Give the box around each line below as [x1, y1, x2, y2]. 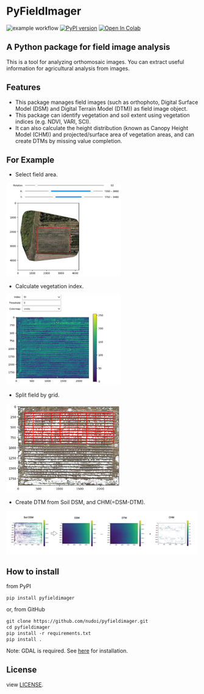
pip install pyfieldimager [6, 595, 75, 601]
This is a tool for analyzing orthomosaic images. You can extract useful [6, 58, 185, 65]
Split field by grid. [15, 391, 60, 398]
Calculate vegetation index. [15, 283, 84, 290]
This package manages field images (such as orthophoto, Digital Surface [15, 99, 199, 106]
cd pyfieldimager [6, 624, 51, 630]
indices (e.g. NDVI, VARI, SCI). [15, 117, 91, 125]
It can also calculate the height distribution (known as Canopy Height [15, 124, 189, 131]
